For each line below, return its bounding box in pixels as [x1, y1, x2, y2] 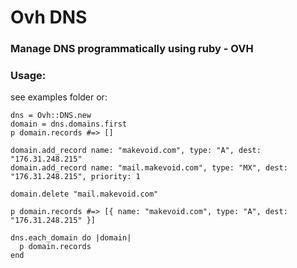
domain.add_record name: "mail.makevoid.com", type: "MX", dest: [10, 163, 288, 173]
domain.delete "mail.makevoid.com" [10, 189, 159, 200]
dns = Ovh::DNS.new [10, 111, 92, 121]
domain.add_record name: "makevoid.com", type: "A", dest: [10, 146, 262, 156]
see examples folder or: [10, 91, 108, 103]
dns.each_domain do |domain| [10, 233, 132, 243]
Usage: [10, 69, 47, 83]
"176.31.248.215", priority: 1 [10, 172, 141, 182]
